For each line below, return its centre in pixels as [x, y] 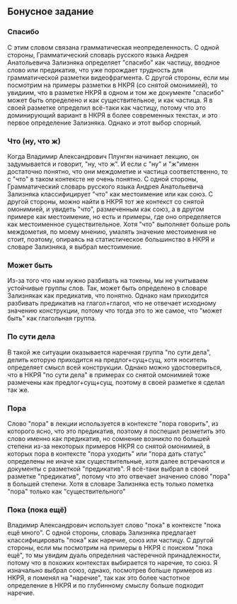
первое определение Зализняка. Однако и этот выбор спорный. [105, 123]
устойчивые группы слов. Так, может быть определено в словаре [107, 288]
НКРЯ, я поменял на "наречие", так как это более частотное [99, 578]
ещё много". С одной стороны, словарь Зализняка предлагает [102, 533]
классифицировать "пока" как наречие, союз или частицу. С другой [111, 540]
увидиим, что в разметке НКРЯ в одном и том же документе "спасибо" [116, 92]
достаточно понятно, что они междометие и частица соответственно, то [118, 171]
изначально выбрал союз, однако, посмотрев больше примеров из [110, 571]
